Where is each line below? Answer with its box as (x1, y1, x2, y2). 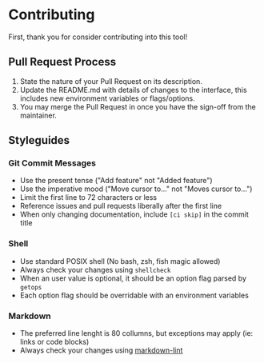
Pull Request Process (8, 55, 117, 69)
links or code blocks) (19, 337, 90, 347)
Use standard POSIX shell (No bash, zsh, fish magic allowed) (19, 256, 221, 265)
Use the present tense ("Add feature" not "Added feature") (19, 176, 214, 185)
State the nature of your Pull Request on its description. (19, 76, 202, 86)
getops (19, 283, 42, 291)
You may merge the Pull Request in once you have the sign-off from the (19, 102, 256, 111)
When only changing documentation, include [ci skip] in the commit (19, 209, 250, 219)
